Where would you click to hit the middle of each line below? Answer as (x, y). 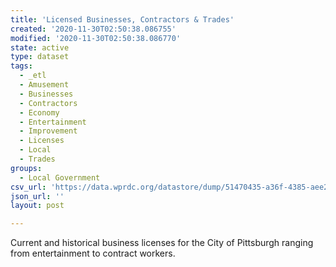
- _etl (33, 76)
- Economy (39, 112)
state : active (40, 47)
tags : (21, 66)
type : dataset (40, 57)
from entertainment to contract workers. (93, 253)
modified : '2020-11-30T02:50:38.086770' (96, 38)
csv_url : (28, 187)
